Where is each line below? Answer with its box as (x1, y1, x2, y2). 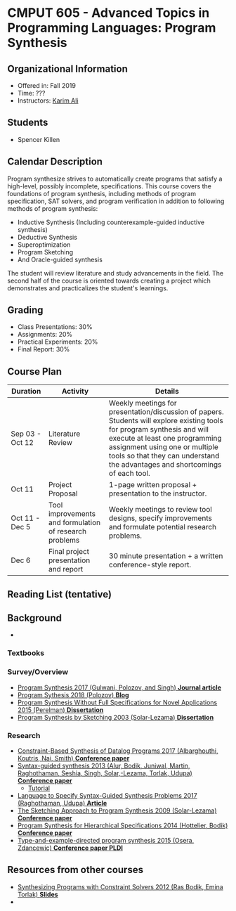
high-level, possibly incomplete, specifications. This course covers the (7, 181, 212, 190)
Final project (48, 547, 90, 557)
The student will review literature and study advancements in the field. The (7, 269, 223, 277)
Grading (7, 304, 44, 316)
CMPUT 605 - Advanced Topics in (7, 5, 210, 21)
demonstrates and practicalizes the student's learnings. (7, 283, 169, 292)
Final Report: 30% (17, 345, 70, 354)
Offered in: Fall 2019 (17, 82, 76, 89)
